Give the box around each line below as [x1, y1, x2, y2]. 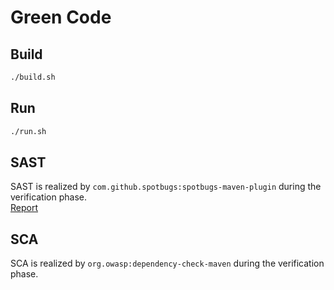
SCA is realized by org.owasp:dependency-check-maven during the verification [10, 257, 325, 270]
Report [10, 202, 39, 214]
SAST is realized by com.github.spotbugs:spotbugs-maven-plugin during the [10, 181, 322, 193]
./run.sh [10, 126, 47, 136]
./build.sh [10, 72, 56, 82]
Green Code [10, 6, 112, 29]
